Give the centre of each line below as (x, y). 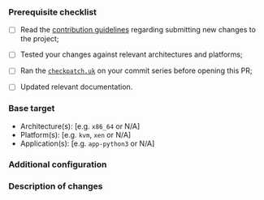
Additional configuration (58, 164)
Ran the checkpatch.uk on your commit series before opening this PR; (136, 70)
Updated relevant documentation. (76, 87)
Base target (32, 109)
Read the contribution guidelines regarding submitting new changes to (138, 30)
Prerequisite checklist (53, 12)
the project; (39, 39)
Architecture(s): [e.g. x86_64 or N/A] (80, 126)
